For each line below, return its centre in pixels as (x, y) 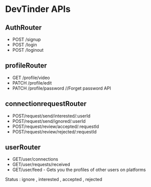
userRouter (23, 147)
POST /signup (26, 39)
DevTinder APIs (38, 9)
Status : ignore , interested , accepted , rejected (54, 180)
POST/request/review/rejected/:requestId (54, 132)
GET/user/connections (35, 159)
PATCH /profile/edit (32, 83)
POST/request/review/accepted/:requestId (55, 126)
